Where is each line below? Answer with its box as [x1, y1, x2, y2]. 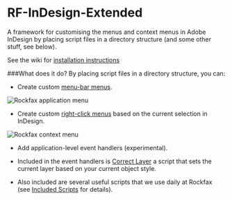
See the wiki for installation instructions [7, 55, 120, 64]
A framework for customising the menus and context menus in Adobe [7, 28, 206, 36]
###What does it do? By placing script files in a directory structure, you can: [7, 69, 226, 78]
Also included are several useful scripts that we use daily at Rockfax [17, 178, 213, 186]
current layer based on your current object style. [17, 164, 156, 172]
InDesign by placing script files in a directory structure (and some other [7, 35, 212, 43]
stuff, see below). [7, 42, 57, 51]
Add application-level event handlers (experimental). [17, 143, 168, 152]
